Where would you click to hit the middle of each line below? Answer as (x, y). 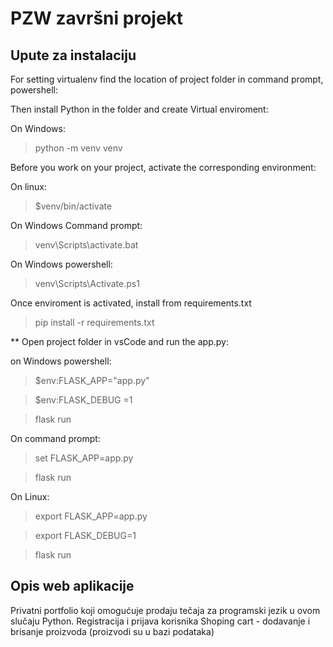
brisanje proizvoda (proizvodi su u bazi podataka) (112, 631)
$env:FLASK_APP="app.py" (92, 380)
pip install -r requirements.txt (94, 322)
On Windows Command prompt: (76, 225)
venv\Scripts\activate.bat (86, 245)
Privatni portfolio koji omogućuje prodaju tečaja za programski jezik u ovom (165, 610)
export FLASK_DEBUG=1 (85, 535)
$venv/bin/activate (73, 206)
